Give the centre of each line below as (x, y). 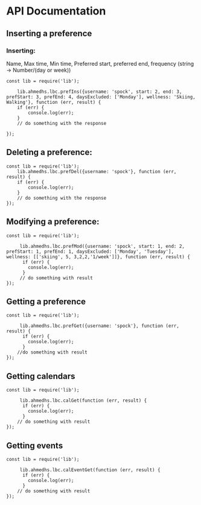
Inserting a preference (49, 33)
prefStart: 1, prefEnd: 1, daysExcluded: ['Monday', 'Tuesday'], (90, 252)
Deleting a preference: (49, 152)
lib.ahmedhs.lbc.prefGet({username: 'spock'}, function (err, (100, 326)
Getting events (35, 446)
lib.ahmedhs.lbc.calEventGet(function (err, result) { (90, 470)
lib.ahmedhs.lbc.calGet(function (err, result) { (83, 401)
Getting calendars (41, 376)
